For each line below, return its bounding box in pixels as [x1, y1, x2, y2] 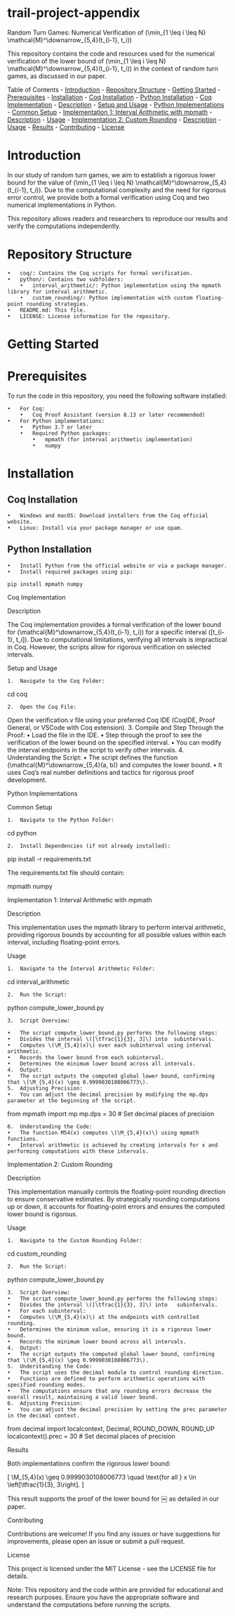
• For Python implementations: [7, 417, 105, 424]
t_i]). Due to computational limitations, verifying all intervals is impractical [15, 635, 227, 643]
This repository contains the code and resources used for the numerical [7, 49, 215, 58]
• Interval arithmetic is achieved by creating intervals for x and [7, 1142, 218, 1149]
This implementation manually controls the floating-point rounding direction [7, 1187, 226, 1196]
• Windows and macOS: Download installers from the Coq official [7, 512, 209, 519]
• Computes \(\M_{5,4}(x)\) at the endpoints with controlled [7, 1313, 199, 1320]
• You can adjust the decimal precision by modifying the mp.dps [7, 1091, 209, 1098]
